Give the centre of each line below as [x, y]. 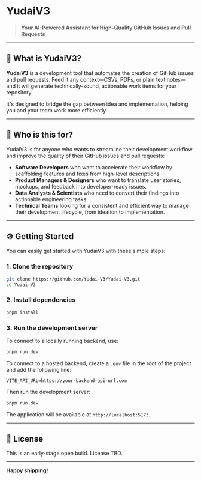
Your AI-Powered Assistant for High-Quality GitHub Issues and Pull [106, 28]
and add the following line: [39, 369]
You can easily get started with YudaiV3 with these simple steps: [86, 251]
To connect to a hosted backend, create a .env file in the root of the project [99, 363]
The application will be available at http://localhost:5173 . [78, 414]
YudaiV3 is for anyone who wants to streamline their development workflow [99, 149]
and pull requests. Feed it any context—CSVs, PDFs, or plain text [86, 79]
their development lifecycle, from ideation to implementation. [90, 212]
